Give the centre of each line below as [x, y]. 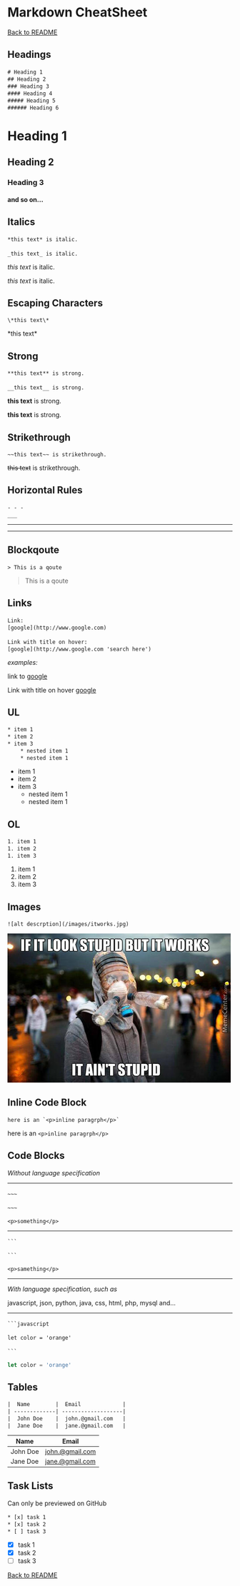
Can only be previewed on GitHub [57, 1503]
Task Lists [30, 1486]
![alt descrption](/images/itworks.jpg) [69, 924]
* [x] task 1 [27, 1517]
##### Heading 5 [31, 101]
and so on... [26, 199]
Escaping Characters [55, 303]
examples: [22, 662]
